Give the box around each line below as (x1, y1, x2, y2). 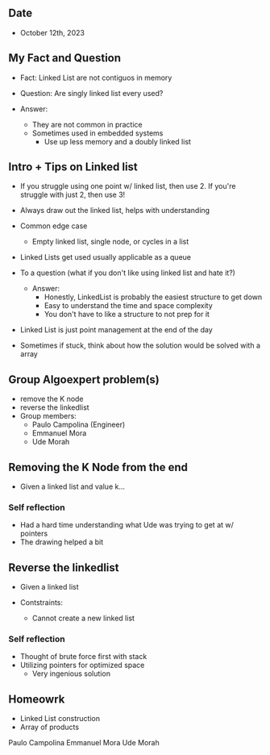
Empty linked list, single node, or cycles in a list (31, 237, 189, 247)
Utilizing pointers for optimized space (19, 661, 145, 670)
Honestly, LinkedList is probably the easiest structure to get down (44, 292, 263, 302)
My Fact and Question (8, 52, 122, 65)
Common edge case (19, 221, 88, 231)
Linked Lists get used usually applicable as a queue (19, 252, 192, 262)
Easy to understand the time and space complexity (44, 301, 214, 311)
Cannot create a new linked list (31, 613, 135, 624)
